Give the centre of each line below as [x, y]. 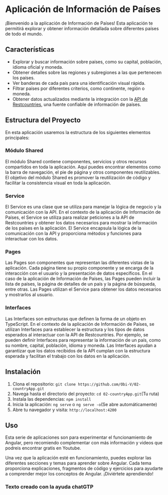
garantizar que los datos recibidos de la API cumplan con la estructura [78, 350]
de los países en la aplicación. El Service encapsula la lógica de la [73, 228]
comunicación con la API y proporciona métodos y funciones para [73, 233]
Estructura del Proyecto [43, 120]
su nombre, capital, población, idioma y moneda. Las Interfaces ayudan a [81, 345]
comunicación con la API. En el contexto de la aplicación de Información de [83, 212]
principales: [17, 138]
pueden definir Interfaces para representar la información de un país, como [83, 340]
